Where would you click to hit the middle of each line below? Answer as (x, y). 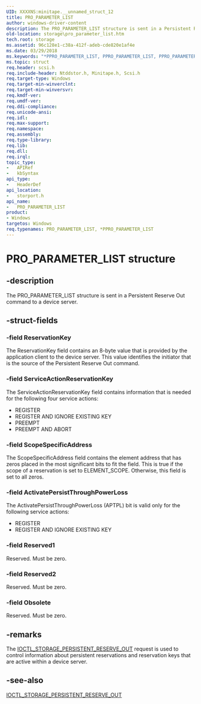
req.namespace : (25, 129)
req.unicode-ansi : (29, 112)
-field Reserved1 (31, 545)
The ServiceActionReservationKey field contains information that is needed (99, 392)
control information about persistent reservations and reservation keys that (98, 655)
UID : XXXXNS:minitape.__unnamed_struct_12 (60, 12)
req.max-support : (28, 124)
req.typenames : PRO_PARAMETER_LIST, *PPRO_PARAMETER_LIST (80, 229)
